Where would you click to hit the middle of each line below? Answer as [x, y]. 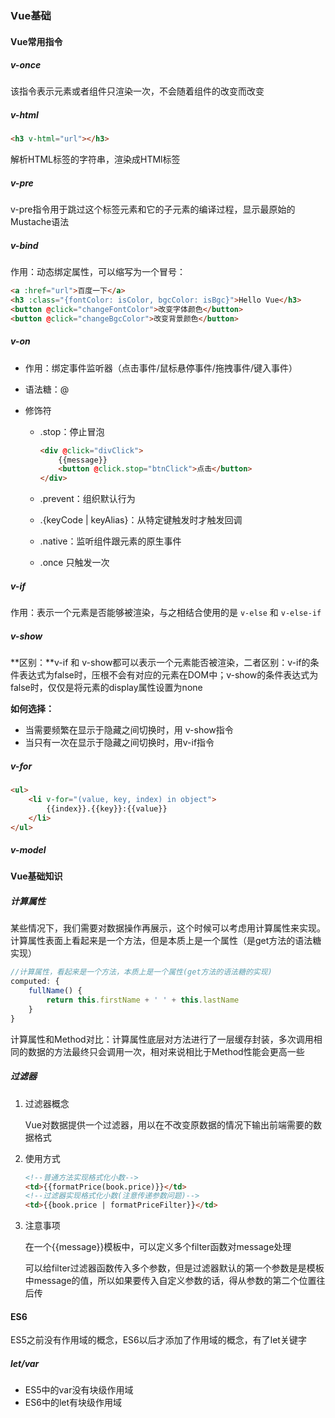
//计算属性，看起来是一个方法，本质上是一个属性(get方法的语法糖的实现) [141, 972]
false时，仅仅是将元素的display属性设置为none [106, 688]
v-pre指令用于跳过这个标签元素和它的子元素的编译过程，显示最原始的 [153, 209]
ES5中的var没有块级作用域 [79, 1390]
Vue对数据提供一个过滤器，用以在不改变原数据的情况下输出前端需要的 [168, 1124]
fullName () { [55, 991]
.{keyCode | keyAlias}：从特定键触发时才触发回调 [141, 520]
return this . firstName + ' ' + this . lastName [143, 1000]
